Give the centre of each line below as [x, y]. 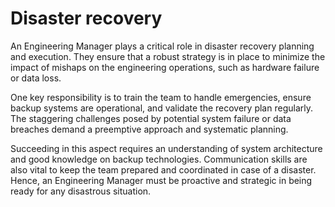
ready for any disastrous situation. [81, 191]
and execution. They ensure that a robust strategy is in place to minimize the [168, 56]
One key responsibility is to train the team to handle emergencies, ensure [161, 97]
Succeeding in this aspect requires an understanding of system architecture [166, 148]
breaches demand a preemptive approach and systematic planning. [149, 129]
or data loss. [36, 78]
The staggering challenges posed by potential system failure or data [151, 118]
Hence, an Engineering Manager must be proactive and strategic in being [161, 180]
